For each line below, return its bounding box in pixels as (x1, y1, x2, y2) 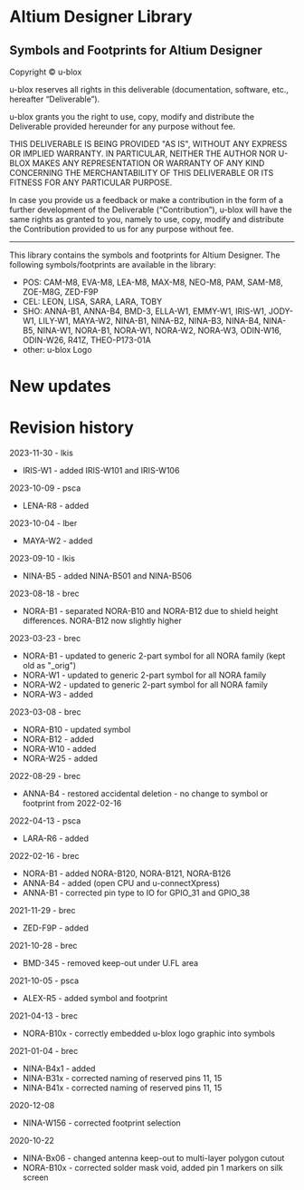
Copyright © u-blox (9, 66, 82, 77)
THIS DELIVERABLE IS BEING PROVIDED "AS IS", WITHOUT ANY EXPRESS (9, 139, 288, 149)
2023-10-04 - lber (9, 518, 78, 529)
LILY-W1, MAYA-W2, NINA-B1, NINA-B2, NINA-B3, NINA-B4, (38, 316, 261, 326)
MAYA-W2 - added (22, 535, 93, 546)
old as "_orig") (22, 660, 77, 671)
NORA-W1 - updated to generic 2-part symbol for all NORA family (22, 669, 267, 681)
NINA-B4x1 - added (22, 1063, 96, 1074)
